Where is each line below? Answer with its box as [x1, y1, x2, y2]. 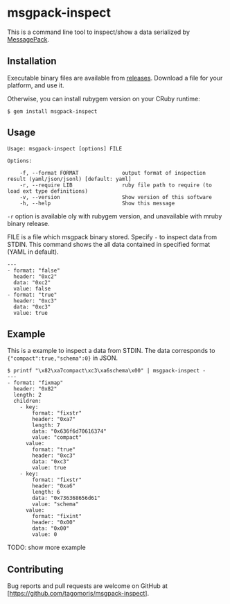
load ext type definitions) [7, 187, 89, 195]
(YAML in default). [7, 248, 59, 256]
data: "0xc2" [13, 279, 51, 286]
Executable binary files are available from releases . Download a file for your [7, 74, 223, 82]
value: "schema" [32, 501, 79, 508]
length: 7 [32, 422, 60, 429]
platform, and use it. [7, 81, 64, 89]
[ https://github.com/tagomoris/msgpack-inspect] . [7, 589, 150, 598]
